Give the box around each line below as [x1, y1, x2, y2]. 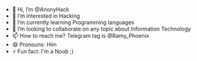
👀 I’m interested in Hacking [12, 12, 81, 20]
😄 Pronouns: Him [12, 41, 57, 48]
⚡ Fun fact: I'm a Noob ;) [12, 48, 74, 55]
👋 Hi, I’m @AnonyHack [12, 6, 69, 13]
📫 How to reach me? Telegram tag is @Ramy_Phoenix [12, 32, 149, 39]
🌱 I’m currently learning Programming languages [12, 19, 135, 26]
